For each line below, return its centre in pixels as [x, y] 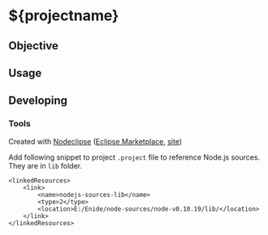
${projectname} [64, 16]
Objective [34, 46]
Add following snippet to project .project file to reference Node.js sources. [134, 157]
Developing [38, 101]
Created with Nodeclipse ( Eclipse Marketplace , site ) [95, 141]
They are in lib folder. [45, 165]
